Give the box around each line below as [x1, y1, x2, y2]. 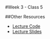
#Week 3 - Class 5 [5, 4, 43, 10]
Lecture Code [12, 23, 41, 29]
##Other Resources [5, 14, 46, 19]
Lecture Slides [12, 29, 42, 34]
